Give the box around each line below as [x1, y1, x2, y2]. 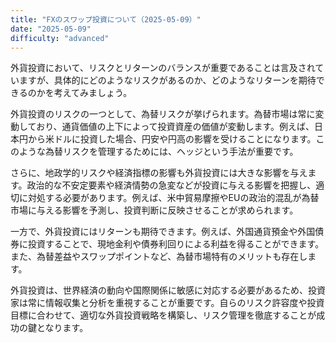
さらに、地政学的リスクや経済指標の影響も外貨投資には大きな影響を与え [10, 167, 308, 179]
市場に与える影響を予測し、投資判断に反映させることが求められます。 [10, 204, 299, 216]
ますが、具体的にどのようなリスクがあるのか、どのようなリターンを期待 [18, 74, 317, 86]
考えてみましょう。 [53, 87, 133, 99]
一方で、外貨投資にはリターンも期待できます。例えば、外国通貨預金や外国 [10, 226, 316, 238]
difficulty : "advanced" [10, 33, 110, 43]
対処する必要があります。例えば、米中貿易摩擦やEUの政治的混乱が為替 [27, 192, 320, 204]
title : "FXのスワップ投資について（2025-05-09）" [10, 14, 202, 25]
